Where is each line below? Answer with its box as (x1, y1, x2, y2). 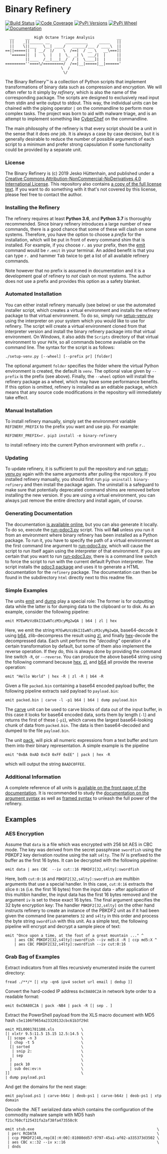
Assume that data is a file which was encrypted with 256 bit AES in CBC (5, 842, 153, 847)
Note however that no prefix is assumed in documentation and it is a (5, 267, 146, 273)
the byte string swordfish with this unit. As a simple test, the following (5, 918, 148, 924)
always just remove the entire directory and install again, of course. (5, 497, 144, 503)
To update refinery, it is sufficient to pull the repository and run (5, 465, 134, 472)
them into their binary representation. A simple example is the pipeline (5, 742, 149, 749)
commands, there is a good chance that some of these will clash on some (5, 226, 157, 232)
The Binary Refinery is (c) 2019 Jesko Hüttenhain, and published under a (5, 171, 155, 177)
